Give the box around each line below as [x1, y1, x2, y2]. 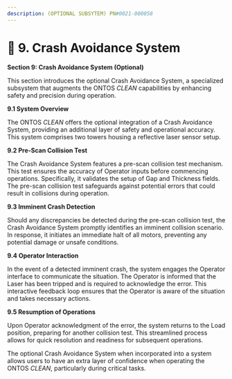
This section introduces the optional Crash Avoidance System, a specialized [7, 76, 224, 85]
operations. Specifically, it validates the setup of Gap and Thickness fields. [7, 174, 220, 182]
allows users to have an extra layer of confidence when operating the [7, 356, 205, 364]
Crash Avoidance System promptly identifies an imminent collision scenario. [7, 223, 224, 231]
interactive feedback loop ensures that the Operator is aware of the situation [7, 287, 225, 295]
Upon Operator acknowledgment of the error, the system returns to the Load [7, 321, 226, 329]
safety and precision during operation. [7, 91, 116, 99]
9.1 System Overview [7, 105, 69, 113]
